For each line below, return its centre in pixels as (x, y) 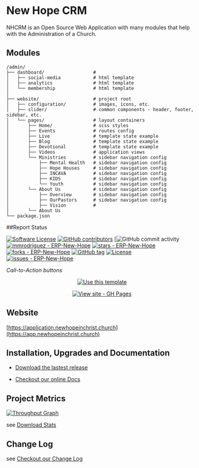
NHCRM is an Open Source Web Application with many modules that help (98, 27)
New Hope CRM (47, 11)
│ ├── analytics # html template (70, 83)
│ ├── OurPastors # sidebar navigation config (86, 200)
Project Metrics (36, 398)
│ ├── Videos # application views (76, 152)
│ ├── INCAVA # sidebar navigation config (86, 173)
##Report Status (27, 227)
